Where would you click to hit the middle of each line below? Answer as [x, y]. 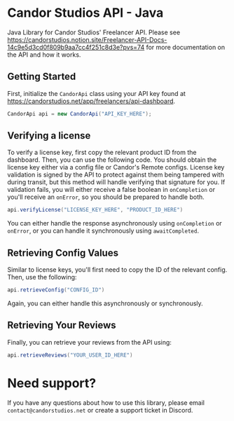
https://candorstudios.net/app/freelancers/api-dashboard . [91, 101]
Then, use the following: [42, 277]
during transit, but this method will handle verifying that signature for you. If [116, 182]
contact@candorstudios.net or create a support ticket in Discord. [100, 410]
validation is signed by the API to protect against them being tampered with [116, 175]
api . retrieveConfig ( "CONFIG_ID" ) [56, 290]
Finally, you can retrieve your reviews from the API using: [89, 342]
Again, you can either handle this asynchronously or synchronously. [105, 303]
